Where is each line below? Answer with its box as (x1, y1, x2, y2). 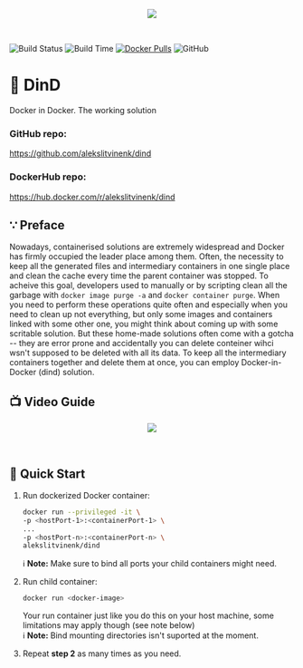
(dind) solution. (38, 367, 95, 378)
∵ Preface (9, 218, 65, 233)
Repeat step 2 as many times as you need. (22, 648, 182, 659)
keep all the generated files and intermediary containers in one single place (9, 261, 290, 272)
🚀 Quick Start (9, 466, 86, 481)
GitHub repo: (9, 127, 68, 140)
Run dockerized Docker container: (22, 489, 151, 500)
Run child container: (22, 576, 98, 587)
